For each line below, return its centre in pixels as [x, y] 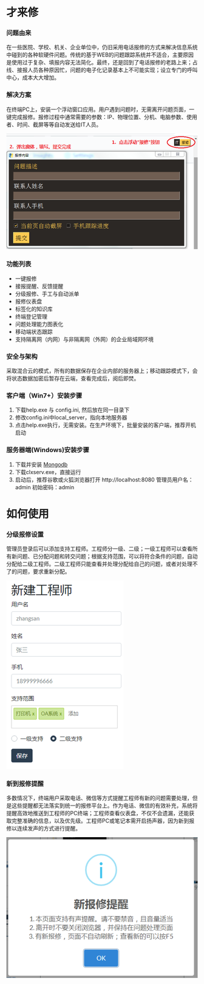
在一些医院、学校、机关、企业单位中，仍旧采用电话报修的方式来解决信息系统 [102, 47]
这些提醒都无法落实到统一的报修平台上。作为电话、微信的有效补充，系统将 [104, 806]
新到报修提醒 [25, 784]
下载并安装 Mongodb [41, 464]
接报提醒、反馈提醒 [39, 286]
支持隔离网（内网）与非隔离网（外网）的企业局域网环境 [84, 339]
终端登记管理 [31, 316]
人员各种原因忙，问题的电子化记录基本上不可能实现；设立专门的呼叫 [112, 70]
